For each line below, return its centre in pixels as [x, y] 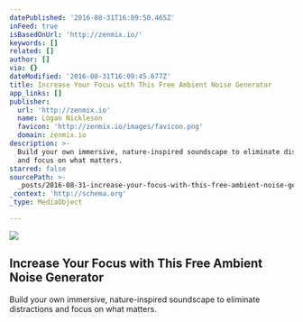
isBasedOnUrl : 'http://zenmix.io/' [76, 34]
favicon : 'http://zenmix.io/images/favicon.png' [110, 127]
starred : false [38, 169]
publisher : [30, 101]
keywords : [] [34, 43]
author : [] [30, 60]
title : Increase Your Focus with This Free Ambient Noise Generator [141, 85]
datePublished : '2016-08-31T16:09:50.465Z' [92, 18]
